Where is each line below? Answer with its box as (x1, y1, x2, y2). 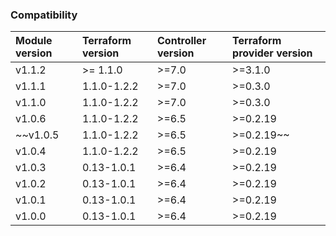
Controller (157, 34, 207, 48)
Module (15, 34, 53, 48)
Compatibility (10, 8, 78, 22)
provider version (232, 46, 313, 60)
